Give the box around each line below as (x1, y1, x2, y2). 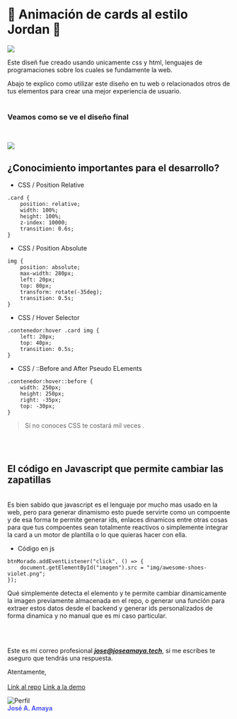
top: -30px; (20, 403, 55, 410)
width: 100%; (20, 207, 59, 214)
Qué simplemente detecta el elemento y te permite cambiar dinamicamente (7, 589, 227, 597)
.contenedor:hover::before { (7, 378, 93, 385)
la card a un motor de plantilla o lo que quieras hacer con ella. (7, 530, 187, 539)
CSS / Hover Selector (17, 314, 80, 322)
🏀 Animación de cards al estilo (7, 6, 189, 23)
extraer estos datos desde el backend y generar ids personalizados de (7, 604, 214, 612)
